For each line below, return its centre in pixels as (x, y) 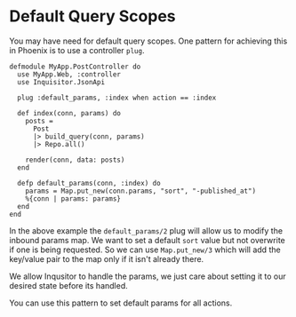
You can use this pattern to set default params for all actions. (121, 303)
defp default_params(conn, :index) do (89, 183)
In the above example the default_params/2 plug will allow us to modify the (146, 230)
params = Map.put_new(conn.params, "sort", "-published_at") (140, 191)
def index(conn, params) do (69, 113)
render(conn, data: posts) (75, 160)
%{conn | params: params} (73, 198)
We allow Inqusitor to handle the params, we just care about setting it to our (148, 276)
